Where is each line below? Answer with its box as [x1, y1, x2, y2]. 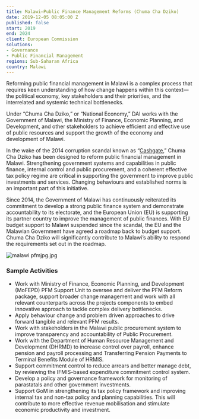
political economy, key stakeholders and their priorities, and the [15, 92, 171, 100]
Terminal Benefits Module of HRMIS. [14, 356, 104, 363]
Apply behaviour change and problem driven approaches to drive [14, 312, 175, 319]
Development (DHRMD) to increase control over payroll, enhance [14, 343, 174, 350]
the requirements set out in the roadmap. [6, 241, 106, 248]
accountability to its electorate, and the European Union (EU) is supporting [6, 209, 188, 216]
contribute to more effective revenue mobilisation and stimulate [14, 399, 170, 407]
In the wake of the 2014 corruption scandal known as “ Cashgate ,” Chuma [6, 147, 186, 154]
